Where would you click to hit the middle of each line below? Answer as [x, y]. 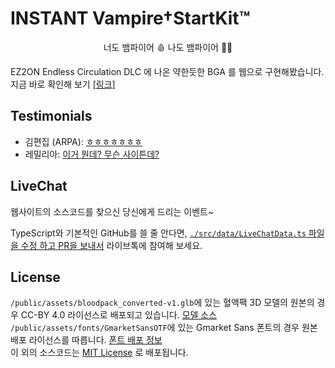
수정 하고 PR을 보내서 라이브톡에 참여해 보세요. [111, 245]
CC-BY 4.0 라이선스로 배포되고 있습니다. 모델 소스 [119, 315]
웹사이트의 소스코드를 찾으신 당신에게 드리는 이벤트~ [112, 211]
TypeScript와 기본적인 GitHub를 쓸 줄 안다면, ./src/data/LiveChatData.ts [158, 233]
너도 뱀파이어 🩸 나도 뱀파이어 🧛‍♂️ [168, 47]
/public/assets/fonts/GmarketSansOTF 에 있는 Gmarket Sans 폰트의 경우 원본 [164, 328]
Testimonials [51, 116]
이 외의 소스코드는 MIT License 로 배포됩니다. [99, 353]
